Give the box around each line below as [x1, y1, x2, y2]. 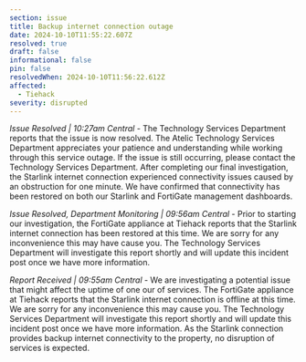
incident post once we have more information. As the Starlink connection [9, 323, 284, 334]
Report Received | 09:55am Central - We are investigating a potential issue [9, 274, 290, 285]
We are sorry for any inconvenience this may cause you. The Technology [9, 304, 285, 315]
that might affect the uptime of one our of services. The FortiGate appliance [9, 284, 294, 295]
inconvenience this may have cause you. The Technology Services [9, 238, 261, 249]
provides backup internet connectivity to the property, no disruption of [9, 333, 276, 344]
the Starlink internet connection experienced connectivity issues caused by [9, 171, 294, 182]
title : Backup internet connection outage [9, 22, 174, 31]
